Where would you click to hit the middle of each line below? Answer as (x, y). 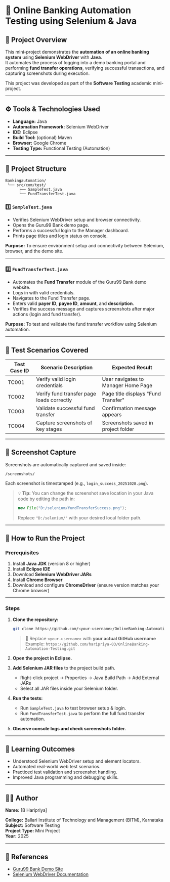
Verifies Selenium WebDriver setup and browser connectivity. (77, 219)
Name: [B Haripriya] (26, 810)
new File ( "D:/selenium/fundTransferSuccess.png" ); (72, 508)
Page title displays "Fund (131, 394)
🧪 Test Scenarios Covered (47, 350)
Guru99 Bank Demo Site (38, 869)
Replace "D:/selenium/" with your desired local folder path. (79, 517)
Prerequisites (22, 553)
